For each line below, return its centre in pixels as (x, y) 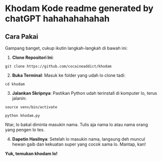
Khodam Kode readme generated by (79, 8)
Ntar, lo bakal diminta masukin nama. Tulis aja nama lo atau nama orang (76, 124)
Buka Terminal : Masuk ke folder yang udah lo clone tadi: (69, 75)
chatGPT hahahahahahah (57, 19)
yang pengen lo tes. (25, 130)
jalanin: (19, 98)
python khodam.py (23, 116)
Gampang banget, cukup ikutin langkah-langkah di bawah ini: (66, 48)
